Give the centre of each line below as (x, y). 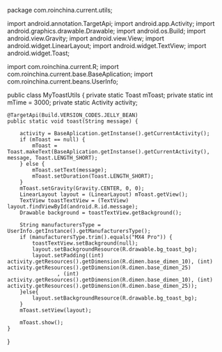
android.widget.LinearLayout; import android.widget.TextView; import (107, 46)
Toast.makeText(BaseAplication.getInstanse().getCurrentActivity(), (109, 152)
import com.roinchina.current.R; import (63, 67)
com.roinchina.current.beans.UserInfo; (63, 82)
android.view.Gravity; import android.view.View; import (86, 38)
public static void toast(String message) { (73, 121)
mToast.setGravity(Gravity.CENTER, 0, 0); (82, 188)
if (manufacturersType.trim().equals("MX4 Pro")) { (96, 237)
